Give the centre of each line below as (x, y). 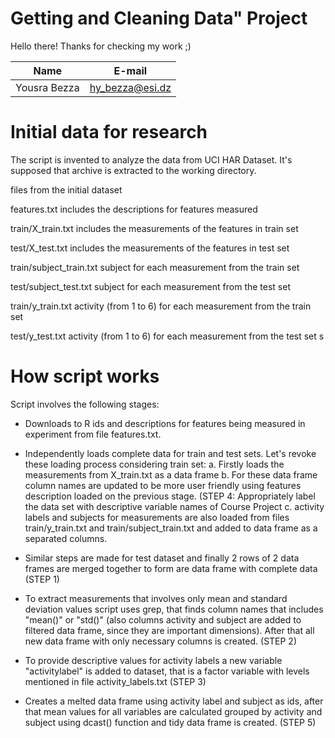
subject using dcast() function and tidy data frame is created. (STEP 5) (170, 722)
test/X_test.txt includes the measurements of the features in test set (150, 248)
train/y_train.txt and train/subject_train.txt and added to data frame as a (171, 528)
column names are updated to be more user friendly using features (163, 485)
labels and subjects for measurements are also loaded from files (157, 517)
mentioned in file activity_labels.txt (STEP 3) (115, 681)
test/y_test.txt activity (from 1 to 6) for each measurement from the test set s (167, 336)
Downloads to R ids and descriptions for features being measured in (165, 423)
